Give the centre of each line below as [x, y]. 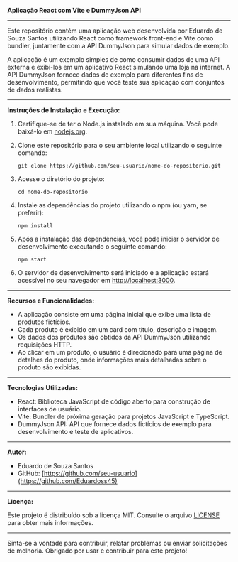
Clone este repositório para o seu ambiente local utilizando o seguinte [119, 145]
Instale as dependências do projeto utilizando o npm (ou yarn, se [112, 205]
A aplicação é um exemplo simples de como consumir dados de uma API [114, 59]
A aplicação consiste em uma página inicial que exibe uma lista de [114, 314]
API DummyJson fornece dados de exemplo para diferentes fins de [105, 75]
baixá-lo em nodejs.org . [52, 131]
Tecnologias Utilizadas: [42, 388]
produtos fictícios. [44, 322]
